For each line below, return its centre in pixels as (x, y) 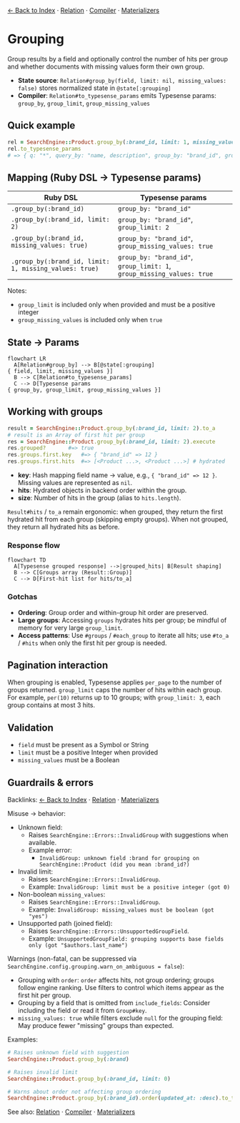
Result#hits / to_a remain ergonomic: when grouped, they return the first (115, 512)
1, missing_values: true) (55, 269)
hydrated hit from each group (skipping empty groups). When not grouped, (118, 519)
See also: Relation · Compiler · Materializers (71, 1112)
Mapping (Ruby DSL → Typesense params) (104, 178)
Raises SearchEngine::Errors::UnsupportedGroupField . (109, 931)
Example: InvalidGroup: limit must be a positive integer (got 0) (129, 887)
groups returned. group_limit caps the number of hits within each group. (115, 690)
